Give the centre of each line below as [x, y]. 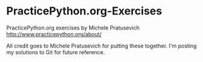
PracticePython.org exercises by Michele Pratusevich [73, 28]
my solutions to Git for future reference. [56, 52]
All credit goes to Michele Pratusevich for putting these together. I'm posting [101, 46]
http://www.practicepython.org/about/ [54, 34]
